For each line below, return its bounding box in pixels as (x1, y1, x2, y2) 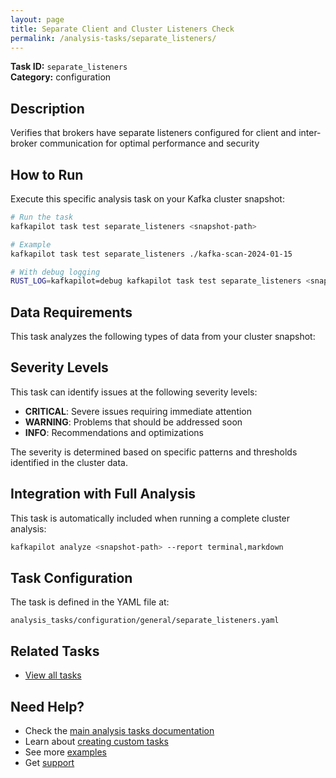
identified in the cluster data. (10, 456, 129, 468)
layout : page (10, 14, 65, 25)
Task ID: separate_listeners (10, 61, 128, 73)
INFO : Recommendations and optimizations (24, 426, 204, 438)
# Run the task (10, 212, 74, 222)
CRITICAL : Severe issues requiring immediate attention (24, 405, 253, 417)
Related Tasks (10, 642, 100, 660)
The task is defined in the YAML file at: (10, 596, 170, 608)
